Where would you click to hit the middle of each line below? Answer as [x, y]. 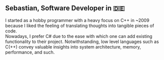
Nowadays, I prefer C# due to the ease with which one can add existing [79, 36]
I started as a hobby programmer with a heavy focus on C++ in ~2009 [77, 20]
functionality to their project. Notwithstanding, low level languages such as [82, 41]
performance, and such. [30, 52]
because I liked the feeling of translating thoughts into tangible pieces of [80, 25]
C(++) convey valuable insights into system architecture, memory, [73, 46]
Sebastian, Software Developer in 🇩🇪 [65, 8]
